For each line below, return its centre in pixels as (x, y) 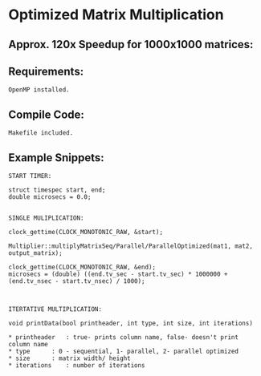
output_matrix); (35, 253)
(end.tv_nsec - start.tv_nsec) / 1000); (77, 281)
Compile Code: (46, 114)
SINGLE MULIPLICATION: (46, 218)
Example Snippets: (56, 158)
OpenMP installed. (39, 90)
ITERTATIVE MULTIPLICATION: (55, 309)
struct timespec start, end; (57, 190)
